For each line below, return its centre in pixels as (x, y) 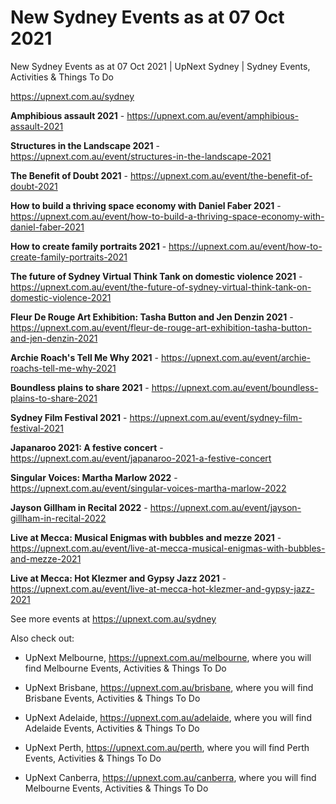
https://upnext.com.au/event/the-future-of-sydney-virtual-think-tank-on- (161, 287)
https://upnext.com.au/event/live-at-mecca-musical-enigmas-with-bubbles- (168, 548)
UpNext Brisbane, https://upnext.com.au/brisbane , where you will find (169, 687)
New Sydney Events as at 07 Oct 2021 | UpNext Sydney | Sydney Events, (160, 66)
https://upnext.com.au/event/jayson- (225, 507)
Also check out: (42, 638)
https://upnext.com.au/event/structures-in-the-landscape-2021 (141, 156)
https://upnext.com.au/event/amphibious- (212, 115)
